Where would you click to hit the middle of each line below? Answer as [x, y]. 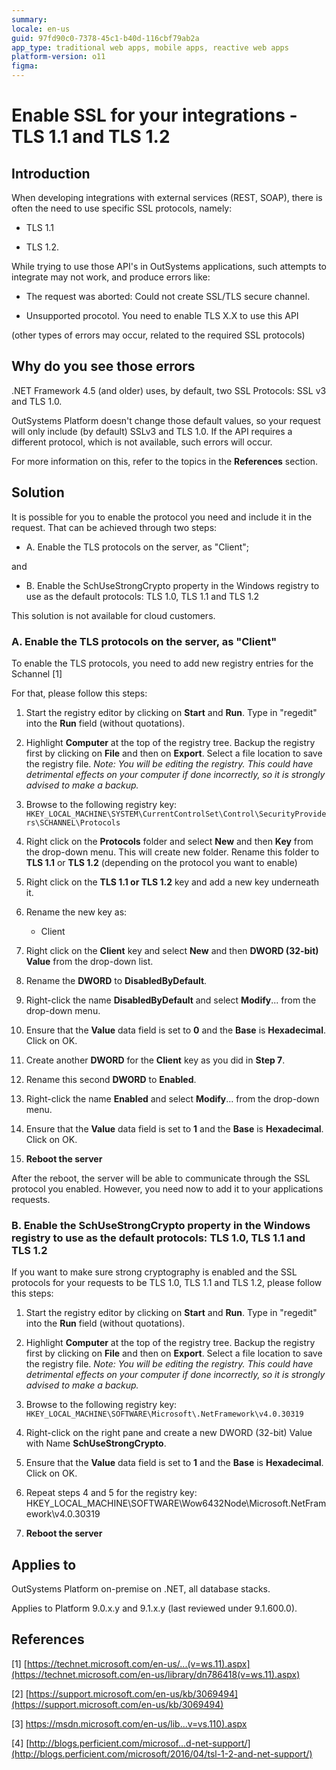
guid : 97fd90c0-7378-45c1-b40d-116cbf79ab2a [105, 38]
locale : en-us [41, 29]
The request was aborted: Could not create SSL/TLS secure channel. [168, 296]
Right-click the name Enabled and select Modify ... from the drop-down [172, 1098]
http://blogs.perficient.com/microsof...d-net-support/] [140, 1743]
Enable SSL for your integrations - [154, 115]
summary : [29, 19]
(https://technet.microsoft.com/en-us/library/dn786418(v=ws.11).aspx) [156, 1674]
